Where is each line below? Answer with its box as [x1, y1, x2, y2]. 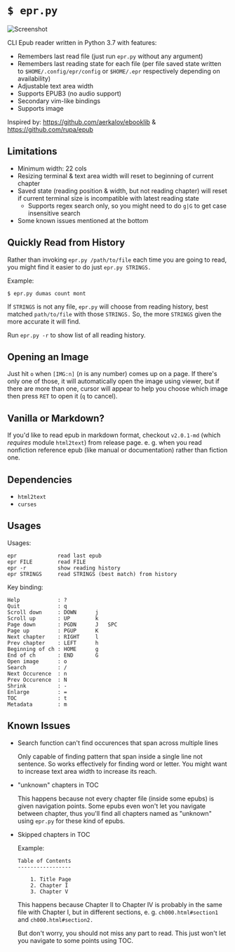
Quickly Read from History [7, 236, 126, 249]
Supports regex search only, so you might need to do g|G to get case [27, 201, 227, 210]
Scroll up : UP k [7, 615, 99, 622]
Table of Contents [17, 857, 72, 864]
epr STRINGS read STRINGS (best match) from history [7, 570, 177, 577]
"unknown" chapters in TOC [17, 780, 100, 789]
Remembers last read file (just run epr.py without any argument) [17, 52, 203, 60]
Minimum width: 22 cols [17, 164, 87, 173]
